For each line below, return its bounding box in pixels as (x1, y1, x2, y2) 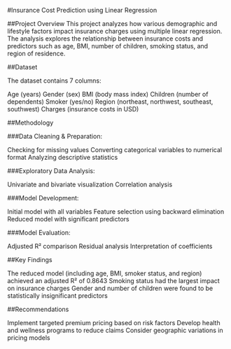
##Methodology (7, 118, 54, 127)
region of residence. (7, 49, 66, 57)
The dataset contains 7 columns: (7, 76, 101, 85)
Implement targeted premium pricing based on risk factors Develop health (7, 319, 220, 327)
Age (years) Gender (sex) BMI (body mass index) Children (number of (7, 90, 209, 98)
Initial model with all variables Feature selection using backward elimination (7, 207, 225, 216)
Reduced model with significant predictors (7, 215, 129, 223)
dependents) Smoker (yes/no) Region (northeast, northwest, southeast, (7, 97, 213, 106)
